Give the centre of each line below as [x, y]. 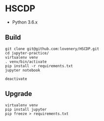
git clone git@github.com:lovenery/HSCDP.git [52, 49]
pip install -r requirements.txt [39, 66]
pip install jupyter [26, 109]
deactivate [16, 79]
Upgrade [19, 94]
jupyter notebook [23, 70]
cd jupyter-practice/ [27, 53]
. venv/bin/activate [26, 62]
